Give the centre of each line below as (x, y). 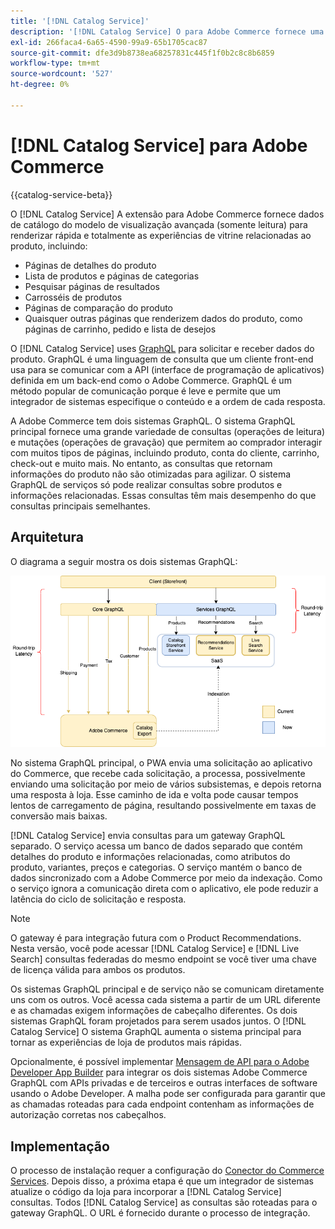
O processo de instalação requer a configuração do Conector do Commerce (167, 1171)
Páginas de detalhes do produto (90, 265)
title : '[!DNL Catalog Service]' (80, 21)
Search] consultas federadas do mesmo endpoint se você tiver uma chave (163, 959)
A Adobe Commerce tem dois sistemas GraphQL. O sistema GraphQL (153, 421)
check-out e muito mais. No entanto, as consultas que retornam (141, 463)
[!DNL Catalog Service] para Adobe (159, 145)
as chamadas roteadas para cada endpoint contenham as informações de (162, 1104)
